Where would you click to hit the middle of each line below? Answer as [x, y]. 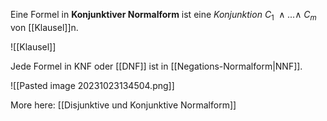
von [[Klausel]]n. [44, 27]
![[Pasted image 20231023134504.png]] [92, 85]
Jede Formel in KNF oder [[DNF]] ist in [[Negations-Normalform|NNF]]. [156, 66]
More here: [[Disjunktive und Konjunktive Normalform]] [123, 105]
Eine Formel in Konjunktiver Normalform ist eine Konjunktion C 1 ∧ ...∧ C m [163, 16]
